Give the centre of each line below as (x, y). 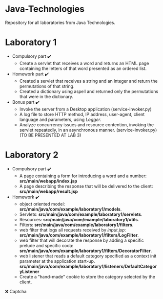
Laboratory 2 (32, 155)
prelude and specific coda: (46, 245)
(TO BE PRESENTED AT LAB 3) (50, 135)
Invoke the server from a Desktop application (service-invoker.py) (86, 109)
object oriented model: (42, 204)
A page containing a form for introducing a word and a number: (83, 176)
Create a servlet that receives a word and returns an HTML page (84, 63)
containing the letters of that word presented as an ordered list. (83, 68)
